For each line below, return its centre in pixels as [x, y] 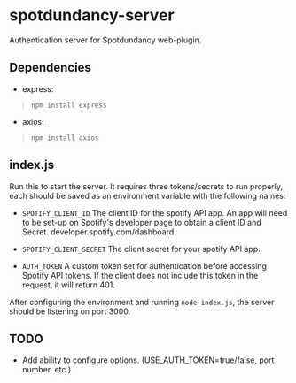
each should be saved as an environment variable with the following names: [148, 195]
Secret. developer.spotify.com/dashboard [98, 232]
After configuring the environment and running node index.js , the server [142, 302]
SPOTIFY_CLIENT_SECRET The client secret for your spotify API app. [141, 249]
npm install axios [65, 138]
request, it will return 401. [68, 285]
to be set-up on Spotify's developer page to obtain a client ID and [141, 222]
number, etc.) [47, 370]
